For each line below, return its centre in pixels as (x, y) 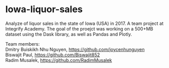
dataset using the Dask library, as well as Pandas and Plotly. (69, 34)
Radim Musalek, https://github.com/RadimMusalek (59, 60)
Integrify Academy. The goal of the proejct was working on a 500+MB (79, 28)
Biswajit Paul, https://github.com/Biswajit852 (53, 55)
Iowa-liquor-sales (44, 9)
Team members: (23, 44)
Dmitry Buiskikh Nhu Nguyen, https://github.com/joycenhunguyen (75, 49)
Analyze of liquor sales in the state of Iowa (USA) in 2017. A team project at (85, 23)
